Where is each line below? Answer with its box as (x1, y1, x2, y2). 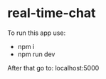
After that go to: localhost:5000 (7, 63, 100, 72)
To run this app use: (7, 28, 66, 37)
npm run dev (17, 50, 55, 58)
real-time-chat (7, 5, 96, 21)
